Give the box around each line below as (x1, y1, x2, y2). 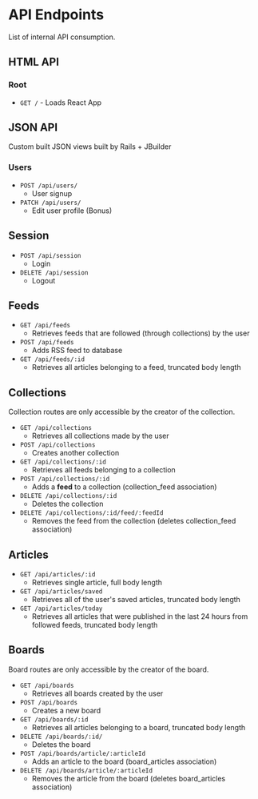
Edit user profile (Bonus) (31, 206, 113, 215)
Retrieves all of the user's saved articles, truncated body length (31, 594, 241, 604)
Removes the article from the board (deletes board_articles (31, 773, 226, 783)
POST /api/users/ (19, 182, 78, 190)
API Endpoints (8, 6, 105, 24)
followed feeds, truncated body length (31, 620, 158, 629)
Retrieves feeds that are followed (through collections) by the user (31, 328, 250, 338)
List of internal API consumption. (8, 32, 116, 42)
